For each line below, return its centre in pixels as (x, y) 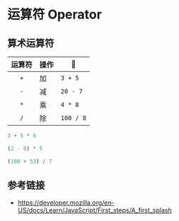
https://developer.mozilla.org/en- (66, 203)
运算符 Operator (55, 15)
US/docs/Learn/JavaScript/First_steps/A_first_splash (94, 210)
